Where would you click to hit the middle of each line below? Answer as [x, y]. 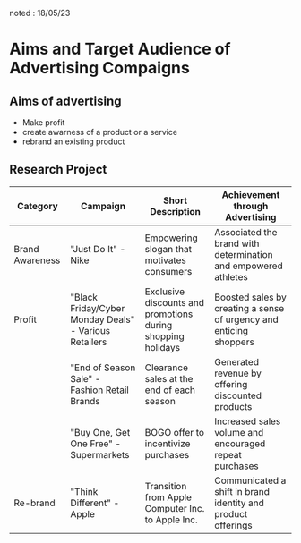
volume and [239, 432]
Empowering [172, 238]
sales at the [169, 378]
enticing [232, 330]
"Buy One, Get [100, 432]
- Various [90, 330]
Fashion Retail [100, 390]
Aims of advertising [66, 101]
